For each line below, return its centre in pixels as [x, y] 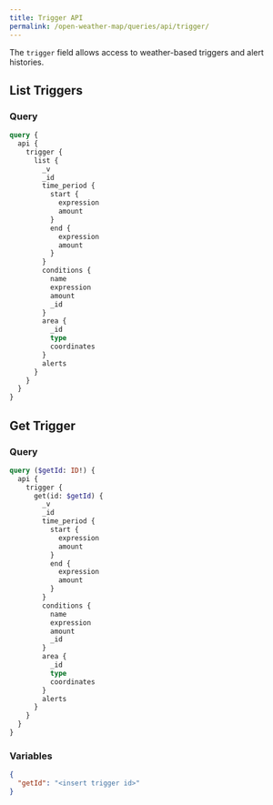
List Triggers [46, 91]
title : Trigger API [46, 18]
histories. [27, 62]
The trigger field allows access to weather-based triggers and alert [136, 52]
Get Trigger [42, 425]
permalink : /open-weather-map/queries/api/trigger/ [109, 26]
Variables [31, 756]
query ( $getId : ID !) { [52, 470]
